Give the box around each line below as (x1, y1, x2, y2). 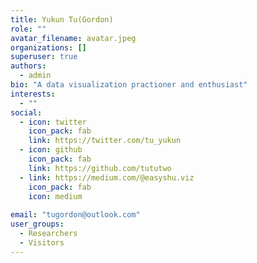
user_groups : (10, 219, 65, 230)
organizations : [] (10, 42, 87, 53)
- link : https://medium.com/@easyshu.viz (19, 172, 195, 183)
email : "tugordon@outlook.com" (10, 210, 141, 220)
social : (10, 107, 43, 118)
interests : (10, 89, 56, 99)
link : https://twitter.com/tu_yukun (28, 136, 182, 146)
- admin (19, 71, 52, 81)
